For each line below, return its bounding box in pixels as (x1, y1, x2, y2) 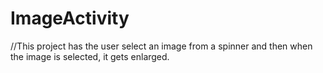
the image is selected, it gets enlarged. (10, 50, 170, 62)
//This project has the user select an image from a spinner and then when (10, 40, 313, 52)
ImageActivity (10, 7, 130, 30)
